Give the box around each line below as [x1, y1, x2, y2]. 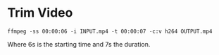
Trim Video [7, 5, 73, 21]
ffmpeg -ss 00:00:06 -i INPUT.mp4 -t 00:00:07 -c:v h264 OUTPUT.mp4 [7, 28, 213, 35]
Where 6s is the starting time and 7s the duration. [7, 40, 151, 48]
